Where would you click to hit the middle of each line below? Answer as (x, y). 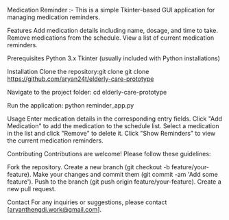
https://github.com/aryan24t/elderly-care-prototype (81, 79)
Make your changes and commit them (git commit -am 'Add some (125, 174)
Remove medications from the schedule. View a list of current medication (111, 38)
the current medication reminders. (56, 140)
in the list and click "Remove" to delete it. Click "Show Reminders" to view (111, 133)
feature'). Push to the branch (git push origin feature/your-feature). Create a (114, 182)
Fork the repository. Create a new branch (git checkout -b (88, 167)
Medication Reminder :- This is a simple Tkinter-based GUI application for (111, 10)
